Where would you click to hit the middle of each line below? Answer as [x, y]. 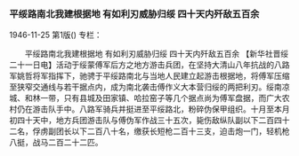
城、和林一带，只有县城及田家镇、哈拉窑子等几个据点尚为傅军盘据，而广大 [145, 98]
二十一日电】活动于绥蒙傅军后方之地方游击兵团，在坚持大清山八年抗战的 [141, 65]
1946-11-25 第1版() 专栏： [56, 35]
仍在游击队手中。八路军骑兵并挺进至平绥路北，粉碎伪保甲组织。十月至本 [149, 109]
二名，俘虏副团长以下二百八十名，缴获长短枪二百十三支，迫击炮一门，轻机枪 [149, 131]
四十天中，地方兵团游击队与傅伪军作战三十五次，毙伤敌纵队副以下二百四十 [153, 121]
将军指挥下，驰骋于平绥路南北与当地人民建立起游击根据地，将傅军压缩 [161, 76]
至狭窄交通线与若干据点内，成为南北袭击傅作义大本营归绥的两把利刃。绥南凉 [149, 87]
